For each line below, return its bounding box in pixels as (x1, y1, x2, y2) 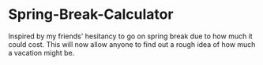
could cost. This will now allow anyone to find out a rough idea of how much (8, 39, 256, 49)
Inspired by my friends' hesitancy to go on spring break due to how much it (8, 31, 253, 41)
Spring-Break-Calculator (8, 5, 174, 23)
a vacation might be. (8, 48, 75, 57)
